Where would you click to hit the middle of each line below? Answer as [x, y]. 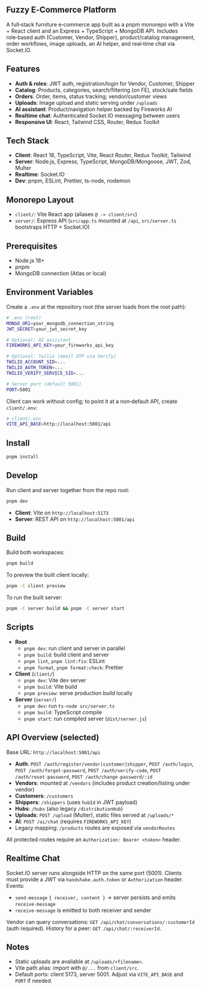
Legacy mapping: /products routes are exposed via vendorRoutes [95, 828]
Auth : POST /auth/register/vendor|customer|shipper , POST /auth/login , [104, 764]
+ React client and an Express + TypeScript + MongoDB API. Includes [92, 31]
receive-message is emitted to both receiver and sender [83, 910]
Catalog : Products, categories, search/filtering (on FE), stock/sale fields [104, 90]
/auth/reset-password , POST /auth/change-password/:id [84, 776]
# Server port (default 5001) [44, 384]
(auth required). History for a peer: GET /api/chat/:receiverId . [84, 928]
